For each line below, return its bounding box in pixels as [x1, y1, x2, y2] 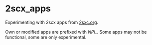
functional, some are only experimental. [5, 34, 87, 40]
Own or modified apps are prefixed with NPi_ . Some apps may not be [5, 29, 147, 35]
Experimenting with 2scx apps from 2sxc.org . [5, 19, 99, 25]
